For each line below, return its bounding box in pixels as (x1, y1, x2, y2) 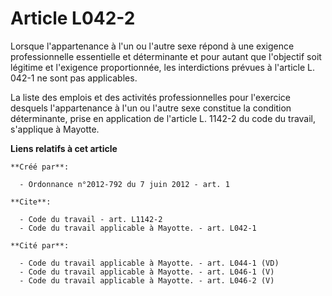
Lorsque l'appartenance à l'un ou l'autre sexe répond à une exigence (10, 40, 295, 52)
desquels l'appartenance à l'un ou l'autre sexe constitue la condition (10, 102, 292, 114)
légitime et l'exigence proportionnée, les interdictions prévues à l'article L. (10, 61, 315, 73)
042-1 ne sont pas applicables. (10, 72, 138, 84)
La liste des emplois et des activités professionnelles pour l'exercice (10, 91, 291, 103)
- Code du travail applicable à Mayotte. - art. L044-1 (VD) (19, 258, 280, 268)
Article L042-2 (10, 7, 136, 30)
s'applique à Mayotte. (10, 123, 100, 135)
